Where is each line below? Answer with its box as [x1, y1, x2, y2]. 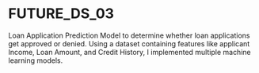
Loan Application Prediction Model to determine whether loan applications [8, 31, 251, 40]
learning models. [8, 56, 63, 65]
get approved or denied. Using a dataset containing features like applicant [8, 38, 250, 48]
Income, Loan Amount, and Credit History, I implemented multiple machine [8, 47, 251, 57]
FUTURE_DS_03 [8, 5, 115, 23]
